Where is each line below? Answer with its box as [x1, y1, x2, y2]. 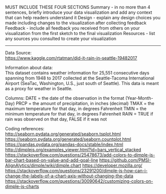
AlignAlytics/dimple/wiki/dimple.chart [5, 162, 82, 168]
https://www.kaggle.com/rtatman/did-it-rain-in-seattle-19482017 [5, 55, 137, 61]
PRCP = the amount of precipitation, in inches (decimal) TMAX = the [15, 101, 155, 106]
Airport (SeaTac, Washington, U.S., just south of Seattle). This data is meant [5, 80, 159, 86]
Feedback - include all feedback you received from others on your [5, 25, 140, 31]
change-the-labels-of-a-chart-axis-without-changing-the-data [5, 173, 133, 179]
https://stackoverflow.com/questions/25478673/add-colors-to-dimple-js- [5, 152, 155, 157]
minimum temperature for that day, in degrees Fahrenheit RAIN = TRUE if [5, 111, 153, 116]
